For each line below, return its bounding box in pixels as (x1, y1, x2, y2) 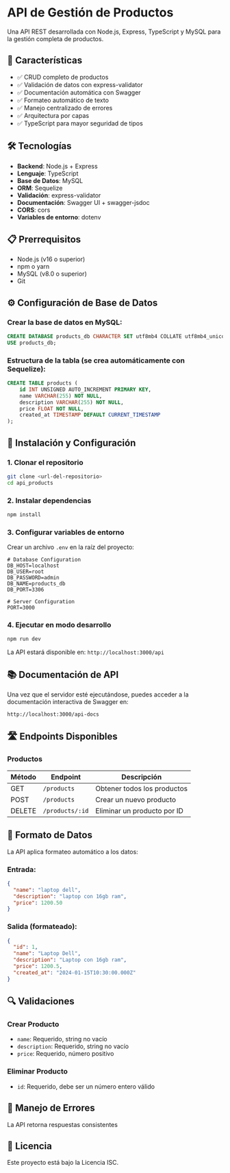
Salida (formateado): (7, 922, 77, 932)
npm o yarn (16, 263, 50, 271)
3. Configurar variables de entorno (7, 527, 125, 537)
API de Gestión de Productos (7, 5, 174, 21)
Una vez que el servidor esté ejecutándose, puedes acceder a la (7, 690, 190, 699)
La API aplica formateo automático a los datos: (7, 847, 138, 856)
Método (10, 772, 36, 782)
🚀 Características (7, 55, 83, 66)
